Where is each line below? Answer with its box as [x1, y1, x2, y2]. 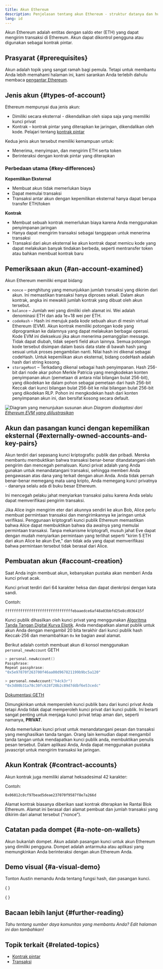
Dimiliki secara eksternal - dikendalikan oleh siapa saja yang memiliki [12, 114, 150, 119]
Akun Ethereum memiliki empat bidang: [5, 278, 83, 284]
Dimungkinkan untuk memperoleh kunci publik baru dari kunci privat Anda [5, 701, 153, 707]
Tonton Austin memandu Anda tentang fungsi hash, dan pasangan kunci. [5, 876, 151, 882]
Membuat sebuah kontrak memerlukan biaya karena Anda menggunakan [12, 219, 158, 226]
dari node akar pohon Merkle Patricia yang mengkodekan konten [18, 369, 148, 375]
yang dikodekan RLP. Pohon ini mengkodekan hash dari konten [12, 390, 138, 396]
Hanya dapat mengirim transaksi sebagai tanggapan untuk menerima [12, 230, 150, 236]
